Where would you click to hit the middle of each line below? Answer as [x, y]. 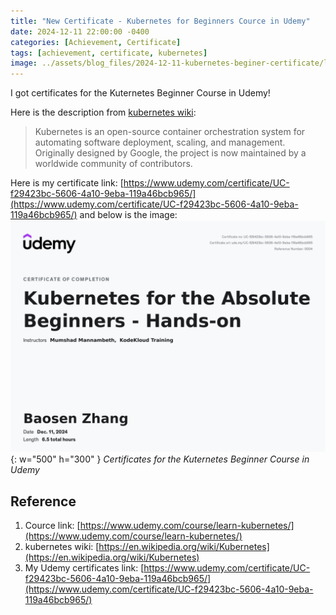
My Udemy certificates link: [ [84, 568]
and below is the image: [128, 215]
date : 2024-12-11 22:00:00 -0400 [80, 31]
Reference [43, 501]
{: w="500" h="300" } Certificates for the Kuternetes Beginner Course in [160, 459]
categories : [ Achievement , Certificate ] [96, 42]
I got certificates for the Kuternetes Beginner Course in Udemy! [140, 93]
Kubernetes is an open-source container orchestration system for [170, 132]
